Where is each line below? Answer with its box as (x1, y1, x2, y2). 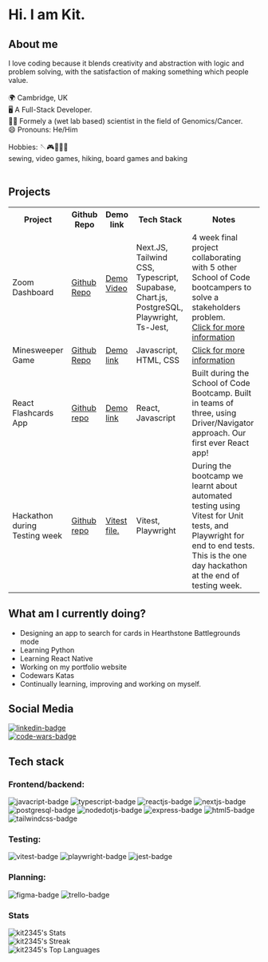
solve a (191, 291, 219, 302)
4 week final (191, 231, 238, 242)
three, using (191, 407, 237, 418)
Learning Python (19, 645, 75, 655)
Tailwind (136, 251, 167, 262)
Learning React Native (19, 653, 93, 663)
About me (8, 37, 58, 51)
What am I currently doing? (8, 607, 146, 621)
